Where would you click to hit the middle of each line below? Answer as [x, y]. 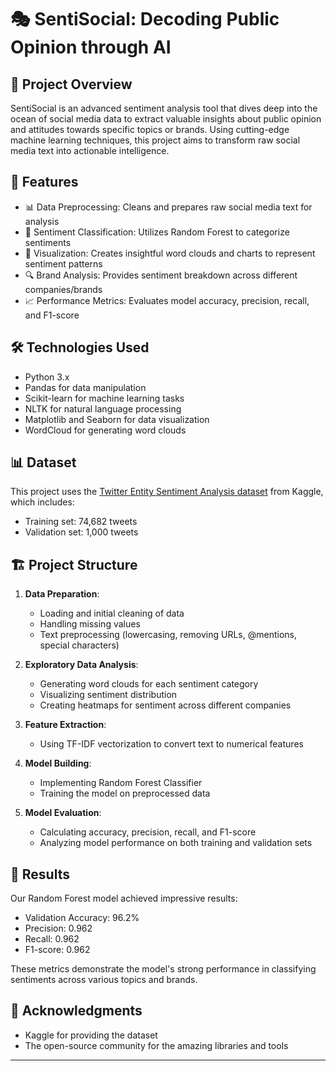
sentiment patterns [63, 263]
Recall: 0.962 [52, 939]
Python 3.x [47, 377]
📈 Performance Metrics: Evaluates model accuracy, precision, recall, [167, 300]
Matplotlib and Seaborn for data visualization [117, 419]
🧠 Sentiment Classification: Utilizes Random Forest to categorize [157, 232]
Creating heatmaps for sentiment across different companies [165, 705]
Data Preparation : [62, 594]
